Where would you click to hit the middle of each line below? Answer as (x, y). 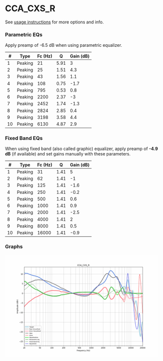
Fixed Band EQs (24, 138)
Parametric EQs (24, 35)
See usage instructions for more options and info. (55, 22)
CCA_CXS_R (30, 9)
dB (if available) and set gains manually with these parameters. (68, 154)
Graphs (14, 247)
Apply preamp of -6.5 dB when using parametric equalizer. (64, 45)
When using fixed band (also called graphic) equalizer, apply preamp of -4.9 (81, 149)
